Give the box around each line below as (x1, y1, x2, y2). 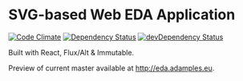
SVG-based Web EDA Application (8, 6, 236, 24)
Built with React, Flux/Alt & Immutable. (8, 47, 135, 57)
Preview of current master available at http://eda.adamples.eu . (8, 63, 215, 73)
